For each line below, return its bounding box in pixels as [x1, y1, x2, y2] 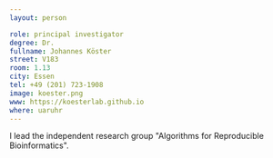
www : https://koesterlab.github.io [9, 97, 145, 106]
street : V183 [9, 55, 59, 64]
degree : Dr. [9, 38, 55, 47]
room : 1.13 [9, 64, 51, 73]
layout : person [9, 13, 67, 23]
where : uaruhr [9, 105, 64, 114]
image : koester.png [9, 88, 84, 98]
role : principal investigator [9, 29, 125, 39]
